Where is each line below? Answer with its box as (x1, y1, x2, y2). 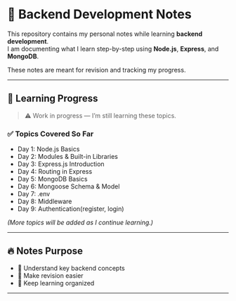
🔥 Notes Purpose (7, 245, 83, 257)
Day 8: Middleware (17, 197, 72, 206)
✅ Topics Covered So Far (7, 129, 94, 139)
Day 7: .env (17, 190, 51, 198)
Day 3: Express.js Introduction (17, 160, 105, 168)
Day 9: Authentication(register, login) (17, 205, 124, 213)
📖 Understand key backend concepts (17, 264, 125, 272)
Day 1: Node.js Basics (17, 145, 80, 153)
